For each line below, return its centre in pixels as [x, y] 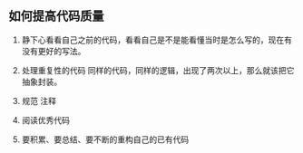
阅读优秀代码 [45, 120]
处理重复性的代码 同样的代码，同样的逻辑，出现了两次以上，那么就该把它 [158, 70]
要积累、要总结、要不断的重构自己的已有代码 [105, 139]
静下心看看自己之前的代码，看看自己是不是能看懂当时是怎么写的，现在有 [156, 40]
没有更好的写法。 [54, 51]
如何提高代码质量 [56, 16]
